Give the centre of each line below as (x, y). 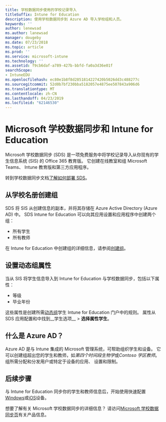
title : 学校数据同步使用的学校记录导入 (41, 10)
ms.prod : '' (17, 52)
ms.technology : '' (24, 61)
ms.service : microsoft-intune (37, 56)
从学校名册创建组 (31, 195)
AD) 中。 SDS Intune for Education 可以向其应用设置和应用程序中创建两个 (81, 214)
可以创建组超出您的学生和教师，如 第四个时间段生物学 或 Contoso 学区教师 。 (82, 355)
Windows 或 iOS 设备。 (27, 398)
